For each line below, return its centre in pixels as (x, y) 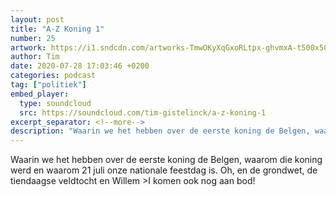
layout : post (37, 19)
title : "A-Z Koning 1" (57, 29)
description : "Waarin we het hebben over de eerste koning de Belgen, (160, 131)
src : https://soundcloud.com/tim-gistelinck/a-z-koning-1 (143, 112)
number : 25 (33, 38)
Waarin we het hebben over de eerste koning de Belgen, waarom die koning (166, 160)
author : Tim (35, 57)
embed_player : (40, 94)
